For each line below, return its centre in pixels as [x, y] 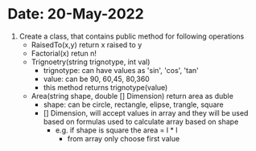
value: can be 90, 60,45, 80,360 [96, 79]
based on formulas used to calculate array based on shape [141, 121]
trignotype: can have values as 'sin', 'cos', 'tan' [121, 70]
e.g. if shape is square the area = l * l [116, 130]
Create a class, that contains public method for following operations [132, 36]
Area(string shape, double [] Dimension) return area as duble [132, 96]
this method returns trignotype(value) [105, 87]
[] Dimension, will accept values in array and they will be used [146, 112]
